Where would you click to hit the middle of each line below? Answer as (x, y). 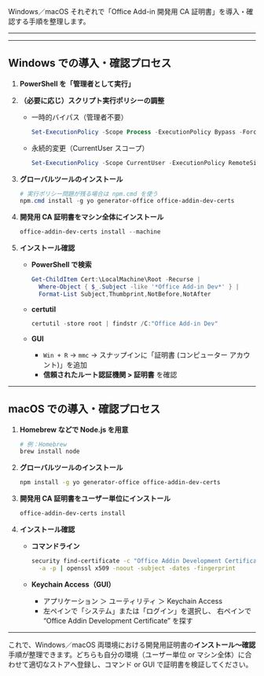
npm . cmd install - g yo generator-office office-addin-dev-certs (127, 201)
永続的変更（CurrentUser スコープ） (90, 148)
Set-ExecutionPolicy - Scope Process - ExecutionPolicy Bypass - (137, 132)
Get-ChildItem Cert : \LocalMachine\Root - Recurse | (116, 280)
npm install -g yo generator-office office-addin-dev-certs (120, 483)
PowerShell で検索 (61, 265)
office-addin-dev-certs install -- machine (90, 232)
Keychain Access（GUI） (73, 584)
